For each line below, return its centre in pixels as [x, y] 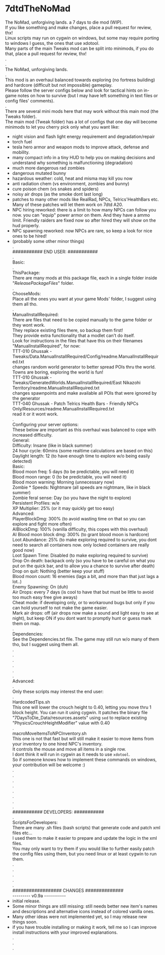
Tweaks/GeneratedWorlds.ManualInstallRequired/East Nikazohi [76, 382]
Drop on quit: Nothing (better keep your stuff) [58, 571]
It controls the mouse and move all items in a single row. [69, 749]
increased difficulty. [32, 435]
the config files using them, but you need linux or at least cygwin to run [84, 853]
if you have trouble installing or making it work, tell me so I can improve [84, 927]
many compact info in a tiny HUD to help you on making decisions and [83, 157]
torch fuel [22, 141]
